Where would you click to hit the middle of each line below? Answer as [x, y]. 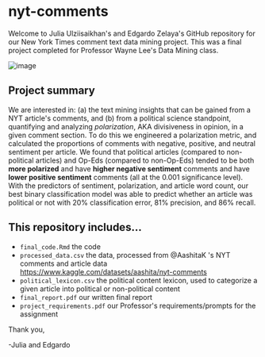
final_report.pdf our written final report [86, 297]
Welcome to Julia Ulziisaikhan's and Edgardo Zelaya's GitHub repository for [132, 33]
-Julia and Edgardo [39, 344]
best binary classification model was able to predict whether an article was [131, 194]
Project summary [52, 91]
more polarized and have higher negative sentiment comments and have [129, 168]
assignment [38, 314]
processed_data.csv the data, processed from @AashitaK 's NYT [125, 255]
